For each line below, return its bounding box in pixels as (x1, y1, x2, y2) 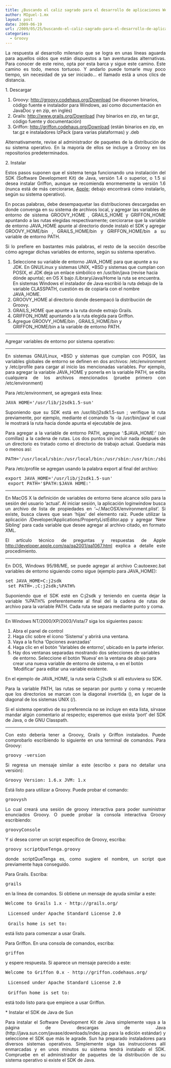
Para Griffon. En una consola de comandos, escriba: (5, 940, 115, 946)
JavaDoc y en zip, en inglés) (12, 107, 73, 114)
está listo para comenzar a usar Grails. (5, 930, 86, 936)
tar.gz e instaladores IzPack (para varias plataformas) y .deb (12, 129, 139, 135)
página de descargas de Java (5, 1024, 166, 1030)
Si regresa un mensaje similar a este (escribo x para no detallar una (5, 762, 166, 768)
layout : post (5, 17, 33, 22)
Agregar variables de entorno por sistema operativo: (5, 338, 116, 344)
